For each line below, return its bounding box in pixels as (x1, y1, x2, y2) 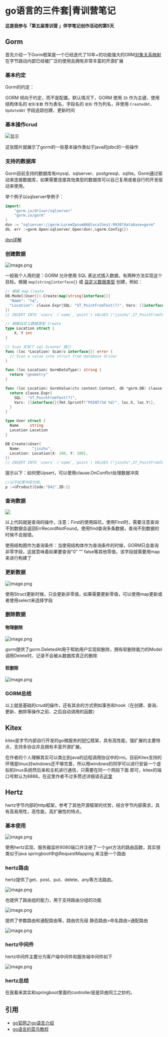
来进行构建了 (5, 555, 31, 561)
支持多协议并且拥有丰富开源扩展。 (13, 743, 84, 749)
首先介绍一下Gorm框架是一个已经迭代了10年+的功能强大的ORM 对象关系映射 (5, 51, 161, 57)
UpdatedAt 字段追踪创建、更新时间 (5, 107, 75, 114)
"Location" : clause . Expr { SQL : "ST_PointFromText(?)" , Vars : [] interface (9, 303, 164, 308)
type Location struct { (5, 326, 55, 331)
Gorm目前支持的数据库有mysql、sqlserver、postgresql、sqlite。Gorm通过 (5, 170, 158, 176)
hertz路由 (5, 865, 29, 871)
